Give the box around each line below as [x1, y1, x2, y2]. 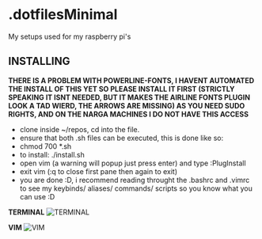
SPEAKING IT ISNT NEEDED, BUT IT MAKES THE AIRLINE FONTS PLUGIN [8, 93, 251, 102]
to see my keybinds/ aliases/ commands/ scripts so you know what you [19, 184, 253, 193]
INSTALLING [8, 55, 70, 68]
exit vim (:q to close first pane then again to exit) [19, 166, 178, 176]
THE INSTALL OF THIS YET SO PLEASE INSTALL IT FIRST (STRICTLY [8, 84, 235, 93]
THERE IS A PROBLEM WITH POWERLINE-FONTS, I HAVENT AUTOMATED [8, 75, 255, 85]
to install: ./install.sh [19, 150, 85, 159]
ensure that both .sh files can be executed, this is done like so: [19, 133, 224, 142]
